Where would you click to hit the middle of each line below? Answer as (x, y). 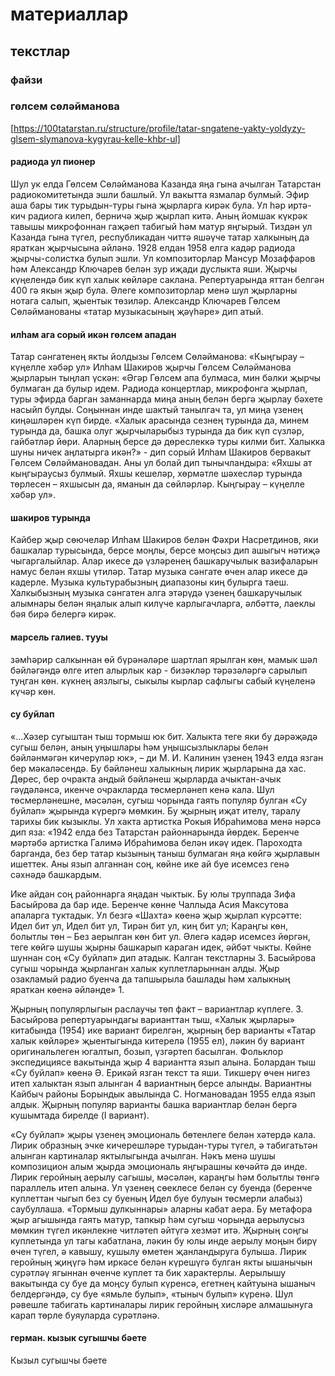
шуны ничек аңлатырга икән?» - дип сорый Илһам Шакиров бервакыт (161, 452)
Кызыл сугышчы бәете (59, 1360)
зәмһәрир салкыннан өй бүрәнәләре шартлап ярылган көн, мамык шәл (164, 659)
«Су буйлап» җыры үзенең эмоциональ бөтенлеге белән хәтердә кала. (163, 1134)
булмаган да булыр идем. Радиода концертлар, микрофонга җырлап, (159, 389)
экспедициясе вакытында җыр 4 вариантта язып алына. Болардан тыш (163, 1062)
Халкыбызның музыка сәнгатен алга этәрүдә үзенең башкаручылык (156, 593)
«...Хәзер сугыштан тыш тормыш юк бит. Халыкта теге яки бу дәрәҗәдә (164, 736)
